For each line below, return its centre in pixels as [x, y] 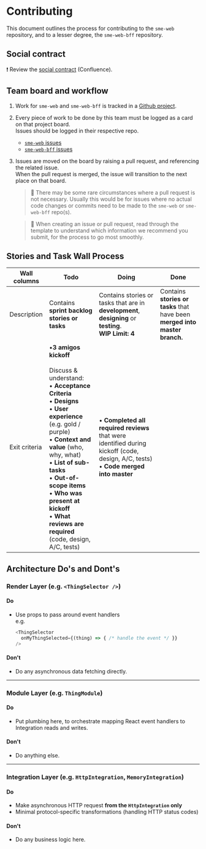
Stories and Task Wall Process [65, 256]
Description [26, 314]
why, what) [65, 455]
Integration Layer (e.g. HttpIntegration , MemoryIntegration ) [95, 777]
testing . [110, 326]
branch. [171, 338]
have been [175, 314]
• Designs [64, 401]
